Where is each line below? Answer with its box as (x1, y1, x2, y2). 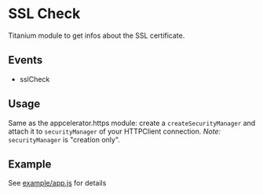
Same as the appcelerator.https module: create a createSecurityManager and (8, 118, 256, 127)
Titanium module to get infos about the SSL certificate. (8, 31, 185, 40)
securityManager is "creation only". (8, 134, 120, 144)
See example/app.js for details (8, 178, 107, 188)
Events (8, 53, 43, 67)
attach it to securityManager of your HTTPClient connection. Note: (8, 127, 221, 136)
